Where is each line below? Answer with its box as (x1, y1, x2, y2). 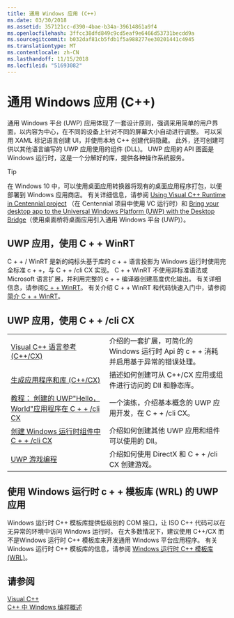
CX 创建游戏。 (109, 460, 156, 470)
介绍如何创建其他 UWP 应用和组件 (109, 426, 221, 435)
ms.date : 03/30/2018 (7, 17, 68, 24)
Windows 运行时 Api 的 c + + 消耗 (109, 346, 219, 356)
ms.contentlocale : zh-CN (7, 49, 79, 56)
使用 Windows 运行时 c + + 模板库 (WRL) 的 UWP (7, 486, 219, 497)
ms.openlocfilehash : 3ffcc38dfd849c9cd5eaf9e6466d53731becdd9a (7, 29, 195, 37)
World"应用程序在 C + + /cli (10, 404, 100, 414)
